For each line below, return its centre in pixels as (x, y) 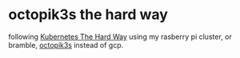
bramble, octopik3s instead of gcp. (66, 44)
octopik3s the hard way (88, 15)
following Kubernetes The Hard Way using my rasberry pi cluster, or (120, 37)
